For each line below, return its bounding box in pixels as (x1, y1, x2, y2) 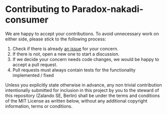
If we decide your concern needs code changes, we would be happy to (12, 56, 159, 62)
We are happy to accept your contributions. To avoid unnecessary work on (5, 30, 159, 36)
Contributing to (5, 3, 70, 15)
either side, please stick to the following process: (5, 36, 106, 42)
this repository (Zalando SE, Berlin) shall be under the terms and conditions (5, 92, 160, 98)
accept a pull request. (12, 61, 57, 67)
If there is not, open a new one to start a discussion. (12, 51, 120, 57)
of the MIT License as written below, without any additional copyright (5, 97, 147, 103)
